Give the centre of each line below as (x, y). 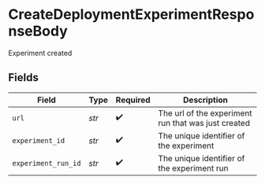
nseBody (38, 31)
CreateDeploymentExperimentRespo (131, 15)
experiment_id (39, 140)
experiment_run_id (47, 163)
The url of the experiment (205, 113)
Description (205, 100)
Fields (24, 77)
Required (133, 100)
